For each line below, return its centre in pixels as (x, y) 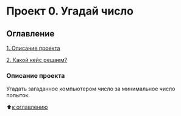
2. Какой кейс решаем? (37, 60)
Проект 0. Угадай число (70, 11)
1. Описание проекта (33, 48)
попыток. (18, 95)
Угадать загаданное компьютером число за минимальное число (91, 89)
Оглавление (30, 34)
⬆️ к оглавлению (27, 107)
